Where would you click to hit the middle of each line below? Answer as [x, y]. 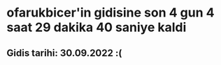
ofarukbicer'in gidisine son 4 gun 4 [110, 13]
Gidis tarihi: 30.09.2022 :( [64, 53]
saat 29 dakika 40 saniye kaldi [97, 27]
